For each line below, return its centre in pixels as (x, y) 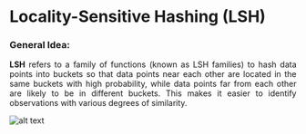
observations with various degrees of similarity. (98, 103)
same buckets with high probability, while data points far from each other (153, 84)
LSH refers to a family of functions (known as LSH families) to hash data (153, 64)
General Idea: (40, 45)
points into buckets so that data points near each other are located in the (153, 74)
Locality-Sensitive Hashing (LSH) (138, 17)
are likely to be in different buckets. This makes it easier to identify (153, 93)
